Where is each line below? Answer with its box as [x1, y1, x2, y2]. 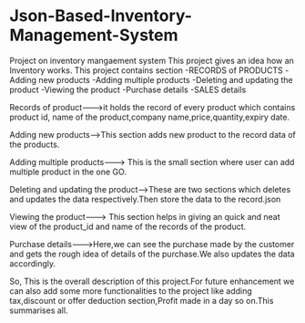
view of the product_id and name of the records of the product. [9, 221, 247, 232]
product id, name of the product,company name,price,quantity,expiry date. [9, 111, 290, 122]
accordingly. [9, 257, 56, 269]
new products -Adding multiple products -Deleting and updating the [37, 74, 293, 85]
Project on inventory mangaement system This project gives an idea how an [9, 55, 294, 66]
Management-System [9, 25, 179, 46]
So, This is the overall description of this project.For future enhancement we [9, 276, 295, 287]
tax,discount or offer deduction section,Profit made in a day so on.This [9, 295, 274, 306]
